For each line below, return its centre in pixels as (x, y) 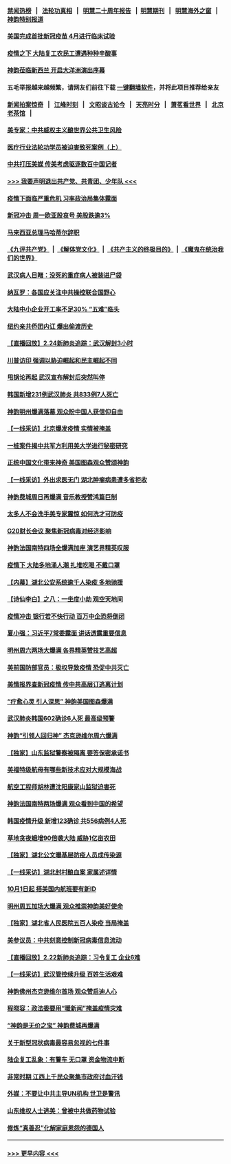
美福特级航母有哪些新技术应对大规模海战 (64, 770)
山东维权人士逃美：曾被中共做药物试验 (61, 1111)
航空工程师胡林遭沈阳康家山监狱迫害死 (61, 786)
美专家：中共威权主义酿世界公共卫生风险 (64, 130)
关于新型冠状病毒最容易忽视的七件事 (58, 1042)
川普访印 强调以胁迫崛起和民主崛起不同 (62, 360)
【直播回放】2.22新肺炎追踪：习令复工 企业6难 (74, 957)
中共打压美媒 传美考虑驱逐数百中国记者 (62, 164)
